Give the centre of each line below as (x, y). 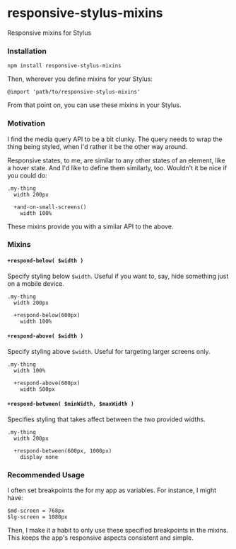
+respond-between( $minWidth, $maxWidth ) (71, 404)
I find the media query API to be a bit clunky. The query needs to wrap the (115, 139)
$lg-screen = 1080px (38, 517)
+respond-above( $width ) (45, 336)
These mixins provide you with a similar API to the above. (90, 226)
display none (39, 457)
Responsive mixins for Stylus (49, 33)
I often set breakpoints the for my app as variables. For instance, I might (112, 490)
